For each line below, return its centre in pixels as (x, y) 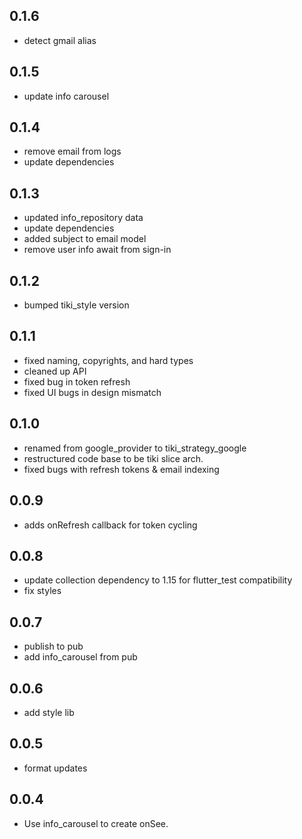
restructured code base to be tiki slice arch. (113, 458)
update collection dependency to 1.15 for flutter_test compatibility (158, 580)
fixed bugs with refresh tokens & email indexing (121, 469)
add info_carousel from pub (80, 657)
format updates (55, 768)
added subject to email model (85, 239)
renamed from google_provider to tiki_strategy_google (135, 448)
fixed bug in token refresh (77, 381)
